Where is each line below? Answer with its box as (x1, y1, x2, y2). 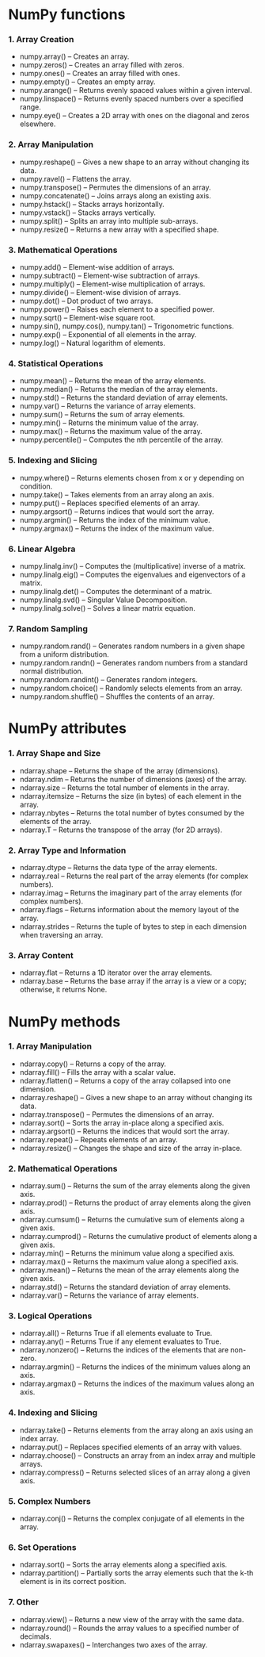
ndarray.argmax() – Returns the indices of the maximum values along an (19, 1379, 255, 1389)
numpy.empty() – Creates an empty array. (19, 77, 156, 86)
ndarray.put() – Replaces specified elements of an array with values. (19, 1442, 243, 1452)
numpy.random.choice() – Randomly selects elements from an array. (19, 684, 243, 693)
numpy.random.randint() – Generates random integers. (19, 675, 198, 685)
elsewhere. (19, 119, 56, 128)
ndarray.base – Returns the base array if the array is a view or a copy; (19, 976, 248, 986)
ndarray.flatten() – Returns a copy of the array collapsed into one (19, 1076, 231, 1085)
